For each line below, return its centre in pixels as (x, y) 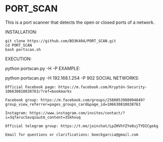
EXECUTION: (19, 59)
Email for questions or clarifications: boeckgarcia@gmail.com (72, 135)
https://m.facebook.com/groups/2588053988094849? (93, 100)
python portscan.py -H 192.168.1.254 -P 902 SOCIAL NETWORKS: (72, 78)
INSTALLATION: (21, 32)
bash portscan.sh (23, 49)
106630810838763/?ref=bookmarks (38, 91)
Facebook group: (22, 100)
